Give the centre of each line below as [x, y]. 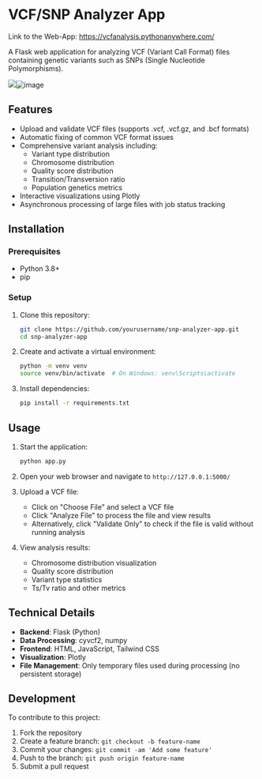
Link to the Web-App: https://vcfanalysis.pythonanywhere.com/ [111, 36]
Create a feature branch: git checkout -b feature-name [110, 741]
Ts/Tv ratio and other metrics [79, 588]
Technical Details [52, 613]
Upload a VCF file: [49, 491]
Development [42, 698]
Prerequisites [34, 252]
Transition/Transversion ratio [78, 179]
